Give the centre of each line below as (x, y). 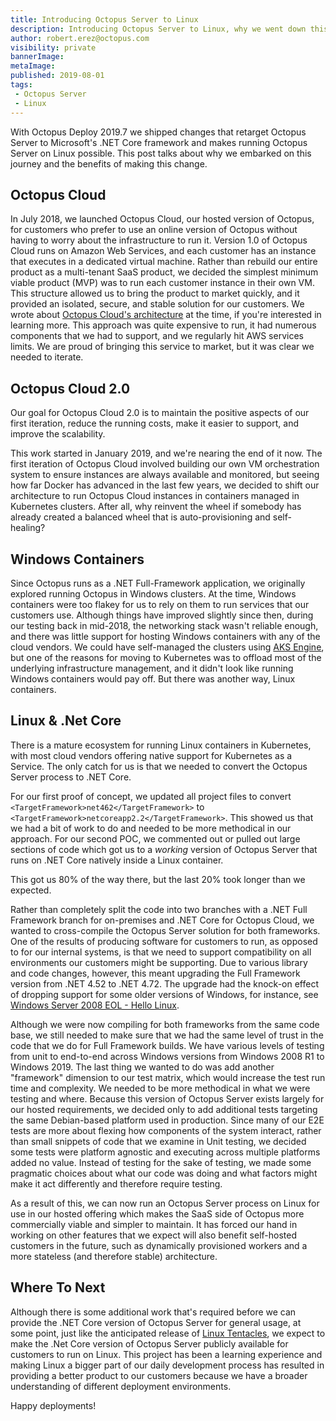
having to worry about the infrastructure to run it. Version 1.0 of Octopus (159, 240)
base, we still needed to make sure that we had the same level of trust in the (167, 1035)
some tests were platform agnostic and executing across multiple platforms (165, 1152)
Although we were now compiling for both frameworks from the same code (165, 1024)
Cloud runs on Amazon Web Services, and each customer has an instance (163, 251)
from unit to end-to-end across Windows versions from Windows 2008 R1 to (167, 1056)
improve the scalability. (58, 434)
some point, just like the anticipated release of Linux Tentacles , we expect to (168, 1333)
